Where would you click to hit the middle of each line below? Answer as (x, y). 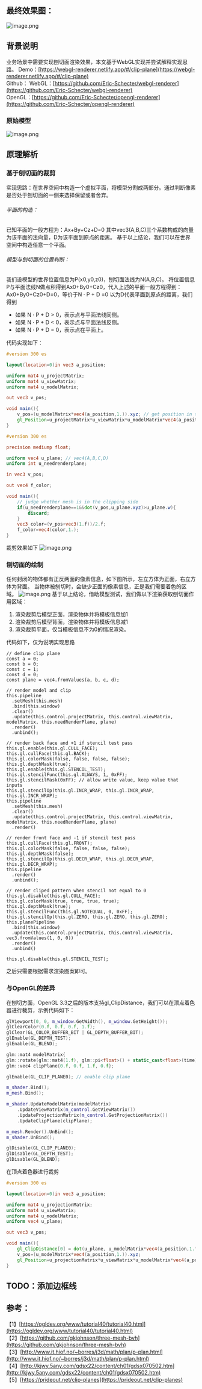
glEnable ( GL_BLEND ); (32, 1044)
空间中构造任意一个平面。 (38, 244)
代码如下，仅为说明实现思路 (41, 642)
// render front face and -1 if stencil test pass (71, 838)
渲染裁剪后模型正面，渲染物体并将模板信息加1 (71, 614)
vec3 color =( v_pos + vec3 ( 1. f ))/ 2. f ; (62, 524)
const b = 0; (23, 664)
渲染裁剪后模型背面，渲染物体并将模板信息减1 (71, 622)
